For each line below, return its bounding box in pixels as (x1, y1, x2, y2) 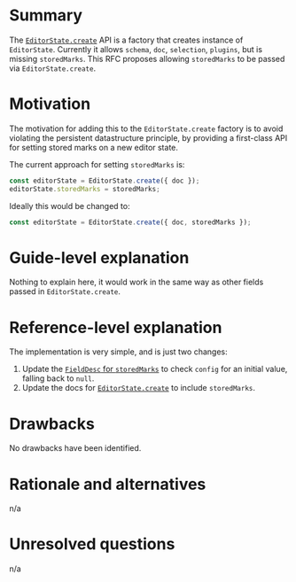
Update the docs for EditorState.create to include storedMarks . (21, 383, 255, 393)
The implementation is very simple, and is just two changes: (9, 346, 228, 357)
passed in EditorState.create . (9, 286, 121, 297)
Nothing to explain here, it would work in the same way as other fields (9, 276, 264, 288)
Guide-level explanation (9, 247, 190, 268)
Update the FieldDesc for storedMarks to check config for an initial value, (21, 364, 288, 375)
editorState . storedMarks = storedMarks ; (9, 184, 161, 193)
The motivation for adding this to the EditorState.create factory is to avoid (9, 123, 284, 134)
